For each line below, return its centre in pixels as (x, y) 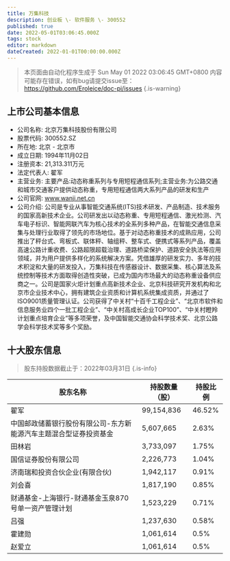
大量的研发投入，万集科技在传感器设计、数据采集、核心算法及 (128, 266)
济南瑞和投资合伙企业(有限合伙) (61, 472)
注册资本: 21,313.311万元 (51, 164)
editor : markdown (32, 45)
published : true (30, 26)
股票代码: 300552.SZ (47, 138)
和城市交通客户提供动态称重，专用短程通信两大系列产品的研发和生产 (113, 189)
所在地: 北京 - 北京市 (46, 146)
